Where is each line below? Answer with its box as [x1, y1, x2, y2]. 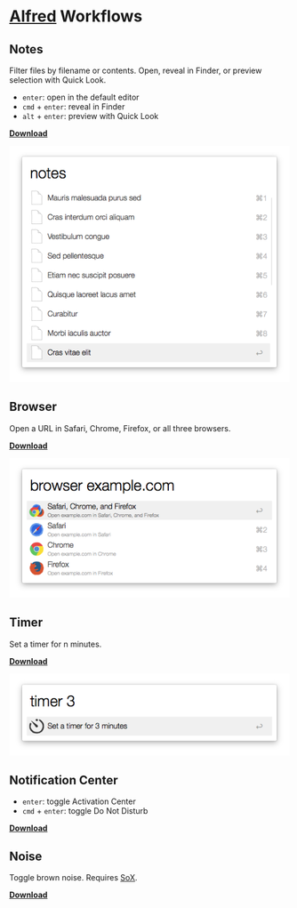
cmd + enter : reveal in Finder [21, 101, 125, 112]
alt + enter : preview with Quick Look [21, 111, 159, 121]
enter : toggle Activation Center [21, 796, 136, 807]
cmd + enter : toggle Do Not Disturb [21, 806, 148, 816]
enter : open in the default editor [21, 92, 140, 102]
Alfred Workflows [9, 6, 143, 27]
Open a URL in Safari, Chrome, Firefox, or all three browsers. [9, 422, 231, 433]
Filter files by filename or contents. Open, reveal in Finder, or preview [9, 65, 262, 76]
